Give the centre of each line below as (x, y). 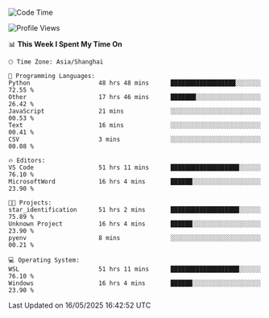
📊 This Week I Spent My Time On (65, 44)
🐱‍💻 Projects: (30, 203)
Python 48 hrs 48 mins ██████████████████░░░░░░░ (135, 83)
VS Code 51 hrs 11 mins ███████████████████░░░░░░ (135, 167)
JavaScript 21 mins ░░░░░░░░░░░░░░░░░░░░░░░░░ (135, 111)
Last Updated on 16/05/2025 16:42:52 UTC (80, 305)
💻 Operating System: (44, 260)
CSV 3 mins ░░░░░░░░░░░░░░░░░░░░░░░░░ (135, 139)
